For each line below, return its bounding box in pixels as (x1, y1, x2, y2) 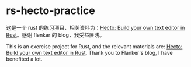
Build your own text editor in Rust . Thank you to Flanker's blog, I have (6, 49, 173, 56)
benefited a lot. (6, 55, 43, 62)
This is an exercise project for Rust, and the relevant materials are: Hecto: (6, 43, 183, 50)
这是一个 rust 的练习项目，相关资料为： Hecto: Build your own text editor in (6, 24, 185, 31)
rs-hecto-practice (6, 4, 95, 17)
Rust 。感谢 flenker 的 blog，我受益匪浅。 (6, 31, 105, 38)
